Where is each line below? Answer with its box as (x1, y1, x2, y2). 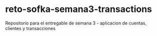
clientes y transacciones (5, 25, 56, 31)
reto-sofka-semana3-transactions (5, 3, 152, 15)
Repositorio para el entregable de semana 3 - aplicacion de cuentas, (5, 20, 147, 26)
